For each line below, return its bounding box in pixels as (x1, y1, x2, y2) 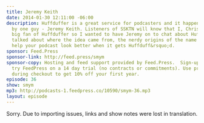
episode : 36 (6, 76, 36, 82)
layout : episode (6, 93, 47, 99)
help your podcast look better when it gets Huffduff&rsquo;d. (12, 43, 175, 49)
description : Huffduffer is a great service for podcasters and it (6, 20, 181, 26)
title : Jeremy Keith (6, 8, 59, 15)
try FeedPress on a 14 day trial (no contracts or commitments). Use (12, 65, 191, 71)
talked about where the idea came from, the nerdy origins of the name (12, 37, 197, 43)
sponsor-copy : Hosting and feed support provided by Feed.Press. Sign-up (6, 59, 200, 65)
